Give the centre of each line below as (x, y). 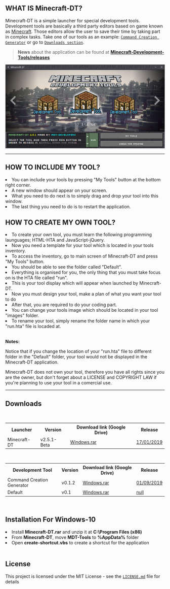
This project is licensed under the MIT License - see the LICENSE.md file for (83, 576)
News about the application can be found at (63, 52)
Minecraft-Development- (137, 52)
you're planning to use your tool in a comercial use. (59, 383)
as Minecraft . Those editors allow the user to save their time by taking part (83, 31)
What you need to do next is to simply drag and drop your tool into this (85, 195)
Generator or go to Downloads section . (45, 42)
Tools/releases (34, 57)
